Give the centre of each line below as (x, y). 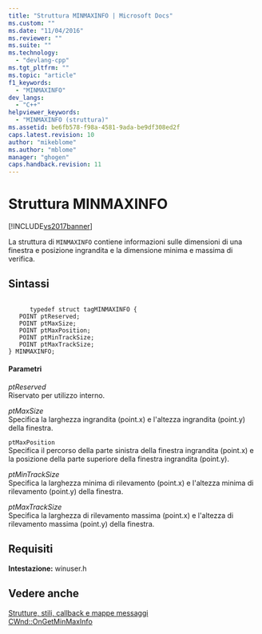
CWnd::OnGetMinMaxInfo (51, 621)
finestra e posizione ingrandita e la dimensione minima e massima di (121, 251)
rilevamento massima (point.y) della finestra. (81, 524)
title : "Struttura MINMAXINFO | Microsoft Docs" (91, 16)
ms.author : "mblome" (43, 150)
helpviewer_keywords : (44, 113)
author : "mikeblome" (43, 142)
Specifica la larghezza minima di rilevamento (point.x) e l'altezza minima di (131, 483)
